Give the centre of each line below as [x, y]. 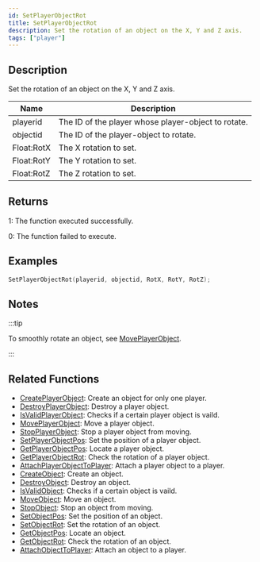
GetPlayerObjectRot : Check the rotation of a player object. [115, 457]
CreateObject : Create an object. [72, 474]
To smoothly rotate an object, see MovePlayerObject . [95, 339]
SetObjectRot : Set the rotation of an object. [90, 525]
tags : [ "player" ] [37, 38]
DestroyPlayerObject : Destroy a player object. [94, 406]
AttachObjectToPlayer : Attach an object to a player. [103, 550]
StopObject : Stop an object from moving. [86, 508]
